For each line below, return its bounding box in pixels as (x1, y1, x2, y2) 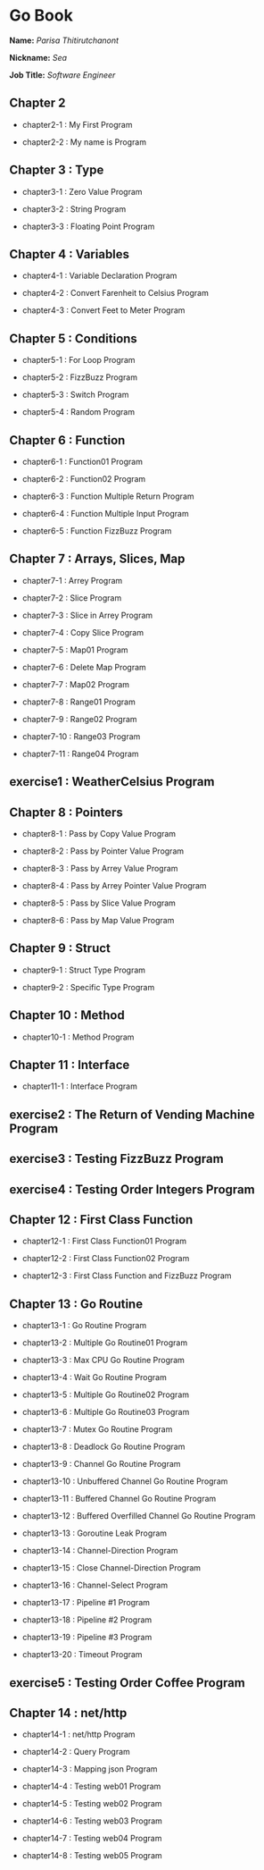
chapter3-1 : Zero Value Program (21, 186, 143, 197)
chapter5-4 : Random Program (21, 407, 136, 417)
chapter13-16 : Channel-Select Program (21, 1579, 168, 1591)
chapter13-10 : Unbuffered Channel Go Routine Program (21, 1476, 228, 1487)
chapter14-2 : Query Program (21, 1747, 131, 1757)
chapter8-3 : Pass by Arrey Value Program (21, 863, 178, 874)
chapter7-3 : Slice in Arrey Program (21, 610, 153, 620)
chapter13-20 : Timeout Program (21, 1649, 143, 1660)
